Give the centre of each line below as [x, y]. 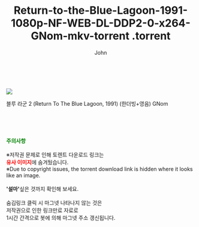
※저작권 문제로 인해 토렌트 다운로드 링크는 [55, 154]
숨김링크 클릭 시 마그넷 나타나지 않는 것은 [54, 202]
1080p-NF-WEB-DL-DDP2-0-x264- [101, 23]
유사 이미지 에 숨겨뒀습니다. [37, 162]
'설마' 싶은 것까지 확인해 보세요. [43, 189]
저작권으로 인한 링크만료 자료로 [43, 210]
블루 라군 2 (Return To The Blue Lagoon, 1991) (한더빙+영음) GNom [87, 103]
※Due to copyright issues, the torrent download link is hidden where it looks [99, 169]
